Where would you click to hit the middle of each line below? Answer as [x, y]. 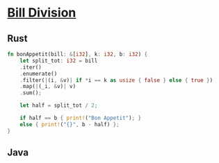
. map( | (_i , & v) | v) [48, 87]
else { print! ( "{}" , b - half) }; [70, 124]
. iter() [31, 67]
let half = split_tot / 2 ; [59, 105]
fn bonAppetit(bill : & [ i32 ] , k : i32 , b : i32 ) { [78, 54]
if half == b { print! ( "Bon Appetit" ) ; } [80, 118]
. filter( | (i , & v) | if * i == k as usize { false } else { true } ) [116, 80]
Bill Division [42, 13]
